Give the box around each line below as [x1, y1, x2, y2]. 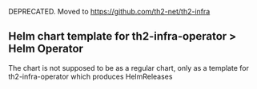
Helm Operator [8, 42, 84, 56]
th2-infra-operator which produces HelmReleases [8, 72, 173, 81]
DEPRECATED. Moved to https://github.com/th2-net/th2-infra [8, 7, 211, 16]
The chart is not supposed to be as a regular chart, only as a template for [8, 63, 250, 72]
